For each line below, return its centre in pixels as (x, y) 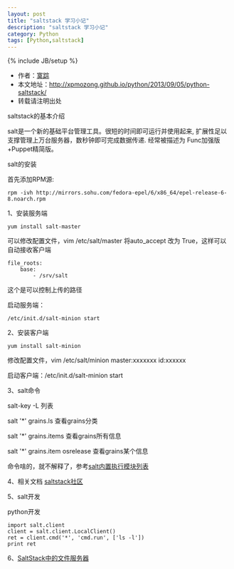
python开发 (24, 512)
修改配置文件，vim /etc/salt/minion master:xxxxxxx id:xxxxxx (97, 360)
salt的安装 (22, 164)
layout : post (27, 14)
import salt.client (36, 526)
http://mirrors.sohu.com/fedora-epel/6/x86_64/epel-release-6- (132, 193)
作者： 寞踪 (33, 76)
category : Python (33, 34)
